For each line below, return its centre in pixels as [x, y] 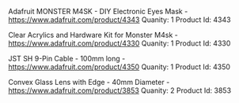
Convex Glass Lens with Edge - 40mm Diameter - [89, 82]
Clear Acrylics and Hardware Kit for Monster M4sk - [93, 35]
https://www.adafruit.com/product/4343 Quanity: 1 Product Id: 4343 [119, 20]
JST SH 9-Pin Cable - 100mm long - [67, 59]
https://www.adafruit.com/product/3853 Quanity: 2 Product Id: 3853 [120, 90]
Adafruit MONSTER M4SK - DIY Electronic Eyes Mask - [98, 11]
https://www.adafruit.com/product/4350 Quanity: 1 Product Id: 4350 [119, 67]
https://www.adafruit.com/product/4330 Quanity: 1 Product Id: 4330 [119, 43]
